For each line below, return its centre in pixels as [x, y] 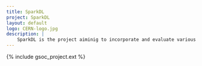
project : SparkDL [28, 17]
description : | [25, 34]
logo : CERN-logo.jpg [32, 28]
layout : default [27, 23]
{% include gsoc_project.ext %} [46, 57]
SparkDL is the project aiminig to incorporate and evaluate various [107, 40]
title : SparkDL [25, 12]
